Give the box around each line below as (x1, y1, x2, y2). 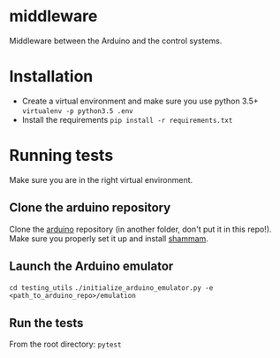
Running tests (9, 146, 114, 165)
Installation (9, 66, 94, 87)
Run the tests (9, 316, 84, 331)
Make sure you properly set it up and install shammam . (9, 232, 209, 244)
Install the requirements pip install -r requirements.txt (21, 114, 233, 125)
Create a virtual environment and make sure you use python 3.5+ (21, 95, 259, 106)
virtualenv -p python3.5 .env (21, 106, 134, 116)
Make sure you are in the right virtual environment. (9, 174, 193, 185)
